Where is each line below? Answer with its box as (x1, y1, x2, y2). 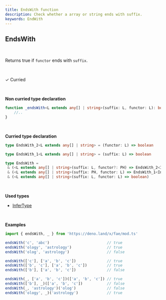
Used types (5, 193, 30, 199)
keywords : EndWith (5, 16, 43, 21)
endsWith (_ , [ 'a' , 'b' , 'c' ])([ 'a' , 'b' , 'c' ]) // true (5, 277, 123, 282)
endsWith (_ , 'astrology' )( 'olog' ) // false (5, 286, 125, 291)
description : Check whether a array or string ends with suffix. (5, 12, 142, 17)
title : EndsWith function (5, 7, 58, 12)
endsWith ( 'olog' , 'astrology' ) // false (5, 250, 125, 254)
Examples (5, 222, 26, 228)
